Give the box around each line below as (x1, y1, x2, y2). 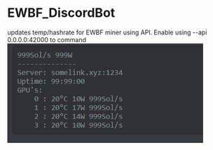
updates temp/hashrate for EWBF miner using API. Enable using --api (7, 28, 207, 36)
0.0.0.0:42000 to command (7, 35, 86, 43)
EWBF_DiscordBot (7, 5, 116, 21)
